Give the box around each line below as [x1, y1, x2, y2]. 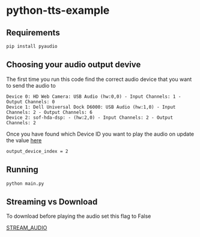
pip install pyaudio [6, 43, 58, 49]
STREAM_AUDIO [6, 224, 47, 232]
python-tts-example [6, 4, 110, 17]
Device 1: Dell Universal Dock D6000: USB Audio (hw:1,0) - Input [6, 104, 176, 110]
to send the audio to [6, 82, 56, 89]
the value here [6, 136, 42, 144]
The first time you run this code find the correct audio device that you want [6, 76, 192, 83]
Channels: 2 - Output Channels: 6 [6, 109, 93, 115]
